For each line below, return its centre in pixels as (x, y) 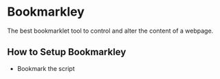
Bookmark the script (46, 68)
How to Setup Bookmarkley (67, 52)
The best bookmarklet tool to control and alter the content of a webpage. (110, 31)
